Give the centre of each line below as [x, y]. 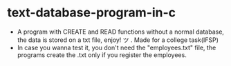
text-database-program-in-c [92, 13]
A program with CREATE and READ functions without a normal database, [121, 32]
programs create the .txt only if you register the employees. [102, 55]
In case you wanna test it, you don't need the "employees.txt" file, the [117, 47]
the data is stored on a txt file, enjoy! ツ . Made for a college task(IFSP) [118, 40]
